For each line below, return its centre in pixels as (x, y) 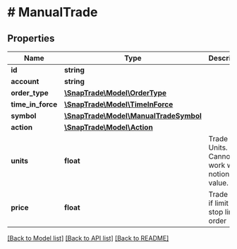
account (25, 81)
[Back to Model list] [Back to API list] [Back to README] (88, 238)
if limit (219, 203)
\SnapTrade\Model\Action (109, 127)
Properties (31, 38)
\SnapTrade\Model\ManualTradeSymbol (133, 116)
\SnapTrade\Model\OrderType (116, 93)
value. (219, 183)
